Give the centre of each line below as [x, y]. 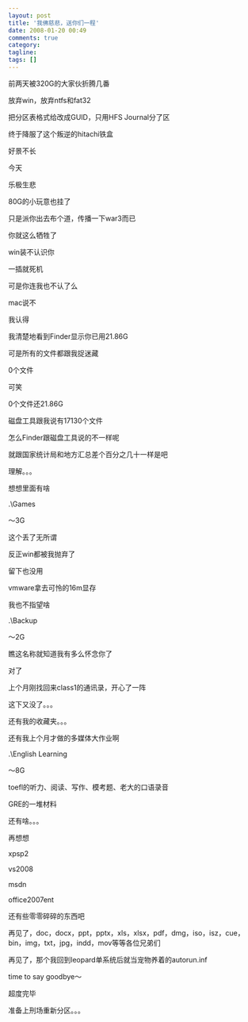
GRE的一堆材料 [32, 804]
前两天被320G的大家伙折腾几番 [59, 83]
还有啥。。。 [26, 820]
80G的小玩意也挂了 [40, 201]
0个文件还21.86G [36, 403]
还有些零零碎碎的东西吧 [46, 916]
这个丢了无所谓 [32, 537]
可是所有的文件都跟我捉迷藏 [53, 353]
